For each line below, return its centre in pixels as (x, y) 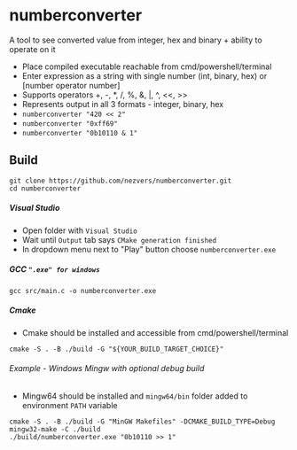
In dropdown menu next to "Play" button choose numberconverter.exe (149, 249)
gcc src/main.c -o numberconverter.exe (83, 291)
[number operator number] (71, 85)
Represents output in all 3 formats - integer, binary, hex (123, 104)
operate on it (32, 49)
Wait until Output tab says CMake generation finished (119, 239)
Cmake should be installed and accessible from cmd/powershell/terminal (155, 332)
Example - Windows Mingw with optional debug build (107, 369)
